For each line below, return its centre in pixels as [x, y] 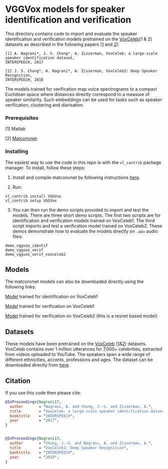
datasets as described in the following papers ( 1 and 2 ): [62, 44]
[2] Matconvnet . [22, 138]
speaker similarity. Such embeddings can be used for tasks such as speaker [84, 99]
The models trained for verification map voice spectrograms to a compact [81, 89]
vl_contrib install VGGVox [33, 196]
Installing [17, 151]
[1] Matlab [15, 129]
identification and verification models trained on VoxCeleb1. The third [83, 220]
